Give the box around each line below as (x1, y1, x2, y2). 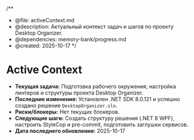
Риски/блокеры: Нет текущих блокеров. (14, 108, 120, 115)
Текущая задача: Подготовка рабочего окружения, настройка (14, 83, 177, 90)
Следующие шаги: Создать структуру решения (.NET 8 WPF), (14, 114, 175, 121)
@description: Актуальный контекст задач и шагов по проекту (14, 23, 174, 30)
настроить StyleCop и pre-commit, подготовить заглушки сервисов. (14, 121, 189, 128)
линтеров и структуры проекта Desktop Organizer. (14, 89, 144, 96)
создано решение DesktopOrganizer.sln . (14, 102, 118, 109)
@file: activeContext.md (14, 17, 75, 23)
